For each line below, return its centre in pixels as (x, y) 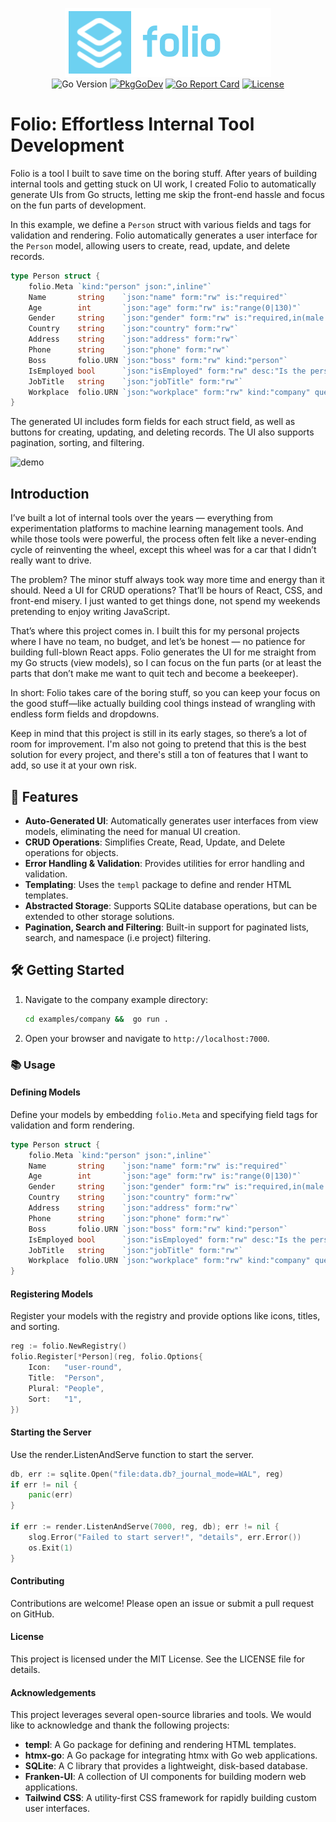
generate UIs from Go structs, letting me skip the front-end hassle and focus (167, 194)
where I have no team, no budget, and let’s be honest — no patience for (158, 642)
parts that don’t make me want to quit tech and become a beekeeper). (154, 674)
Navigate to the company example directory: (116, 999)
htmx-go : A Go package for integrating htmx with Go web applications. (171, 1755)
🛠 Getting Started (67, 970)
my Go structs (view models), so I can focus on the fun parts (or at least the (166, 663)
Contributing (37, 1581)
